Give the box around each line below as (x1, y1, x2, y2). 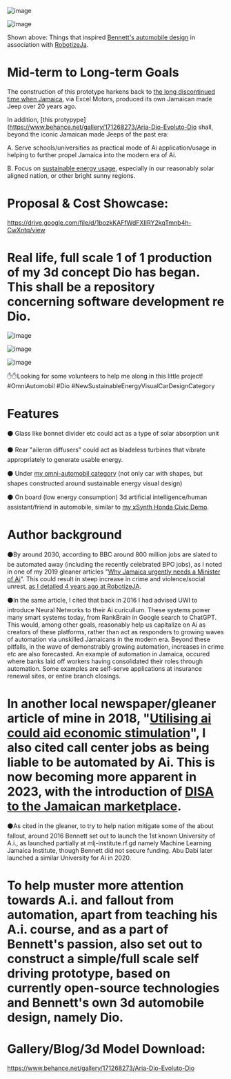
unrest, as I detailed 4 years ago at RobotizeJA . (7, 582, 142, 590)
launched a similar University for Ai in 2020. (7, 854, 132, 862)
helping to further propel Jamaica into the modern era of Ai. (7, 150, 177, 159)
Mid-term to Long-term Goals (7, 65, 179, 81)
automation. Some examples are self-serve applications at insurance (7, 664, 202, 672)
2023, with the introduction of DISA (7, 783, 214, 799)
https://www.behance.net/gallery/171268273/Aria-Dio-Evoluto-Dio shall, (9, 123, 214, 131)
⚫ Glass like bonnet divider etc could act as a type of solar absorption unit (7, 429, 219, 437)
